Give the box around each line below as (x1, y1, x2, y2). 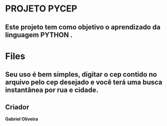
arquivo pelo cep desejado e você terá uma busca (5, 78, 163, 87)
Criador (5, 103, 29, 111)
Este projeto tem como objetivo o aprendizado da (5, 23, 161, 31)
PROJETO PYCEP (5, 3, 77, 14)
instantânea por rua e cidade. (5, 86, 99, 95)
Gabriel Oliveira (5, 116, 38, 122)
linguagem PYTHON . (5, 30, 73, 39)
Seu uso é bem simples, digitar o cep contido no (5, 70, 157, 79)
